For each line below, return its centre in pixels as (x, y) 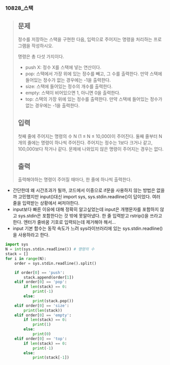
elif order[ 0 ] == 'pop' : (41, 282)
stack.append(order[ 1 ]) (49, 277)
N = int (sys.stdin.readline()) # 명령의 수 (50, 249)
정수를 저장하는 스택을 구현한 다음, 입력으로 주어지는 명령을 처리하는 (85, 39)
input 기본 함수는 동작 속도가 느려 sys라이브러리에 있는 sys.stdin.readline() (88, 229)
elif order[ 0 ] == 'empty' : (43, 315)
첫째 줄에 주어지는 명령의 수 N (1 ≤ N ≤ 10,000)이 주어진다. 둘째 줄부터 (88, 136)
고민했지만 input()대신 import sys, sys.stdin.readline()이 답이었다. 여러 (89, 197)
